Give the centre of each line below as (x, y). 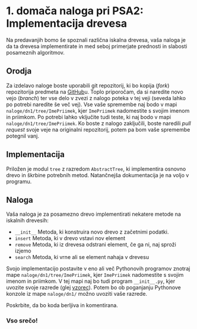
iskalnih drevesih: (27, 221)
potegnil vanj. (23, 136)
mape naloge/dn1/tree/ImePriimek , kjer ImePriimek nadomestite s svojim (95, 275)
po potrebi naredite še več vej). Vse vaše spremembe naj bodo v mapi (92, 104)
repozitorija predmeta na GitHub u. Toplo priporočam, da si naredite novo (95, 92)
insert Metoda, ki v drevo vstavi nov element (70, 238)
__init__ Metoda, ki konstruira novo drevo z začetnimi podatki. (92, 232)
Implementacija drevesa (67, 23)
